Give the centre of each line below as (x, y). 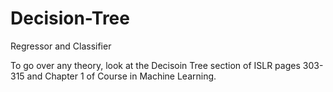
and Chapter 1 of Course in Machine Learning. (121, 76)
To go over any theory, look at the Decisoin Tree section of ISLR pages (155, 65)
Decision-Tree (70, 18)
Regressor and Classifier (61, 46)
